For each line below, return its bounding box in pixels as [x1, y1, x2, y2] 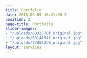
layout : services [5, 45, 42, 50]
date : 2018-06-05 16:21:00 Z [5, 12, 67, 17]
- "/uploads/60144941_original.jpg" [5, 36, 82, 41]
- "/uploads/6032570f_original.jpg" [5, 31, 82, 36]
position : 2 [5, 17, 30, 22]
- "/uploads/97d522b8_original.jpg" [5, 40, 82, 45]
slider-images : [5, 26, 37, 31]
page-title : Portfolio [5, 21, 53, 27]
